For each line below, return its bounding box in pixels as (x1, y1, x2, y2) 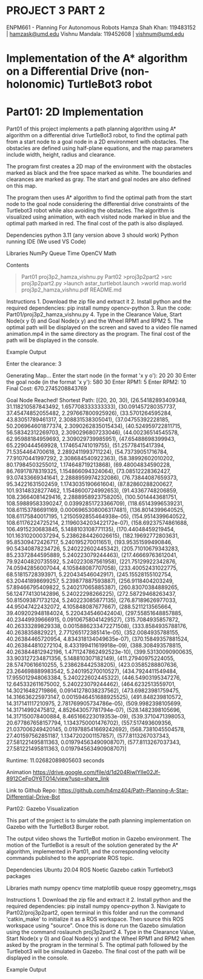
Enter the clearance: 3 (6, 360, 62, 367)
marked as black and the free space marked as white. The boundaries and (6, 169, 192, 177)
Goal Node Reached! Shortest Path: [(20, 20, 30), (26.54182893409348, (6, 397, 187, 404)
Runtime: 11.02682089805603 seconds (6, 757, 105, 764)
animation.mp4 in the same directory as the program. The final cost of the (6, 330, 191, 338)
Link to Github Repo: (6, 787, 58, 794)
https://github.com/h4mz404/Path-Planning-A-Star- (58, 787, 189, 794)
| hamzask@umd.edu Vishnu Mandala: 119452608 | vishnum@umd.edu (6, 30, 185, 37)
